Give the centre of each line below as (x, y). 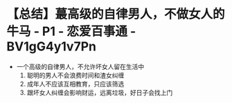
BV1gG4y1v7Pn (52, 47)
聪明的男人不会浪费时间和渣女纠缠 (75, 75)
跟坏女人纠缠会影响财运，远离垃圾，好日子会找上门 (100, 92)
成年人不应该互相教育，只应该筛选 (75, 84)
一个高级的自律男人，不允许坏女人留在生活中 (80, 66)
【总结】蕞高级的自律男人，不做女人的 (116, 14)
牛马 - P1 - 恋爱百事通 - (71, 31)
